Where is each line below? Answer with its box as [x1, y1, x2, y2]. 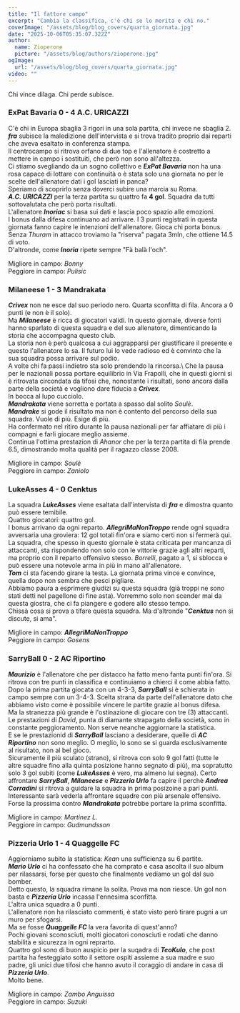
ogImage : [8, 57, 34, 64]
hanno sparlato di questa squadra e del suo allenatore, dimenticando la [8, 324, 217, 332]
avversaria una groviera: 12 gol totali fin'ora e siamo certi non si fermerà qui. [8, 531, 232, 539]
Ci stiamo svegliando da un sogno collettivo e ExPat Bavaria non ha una [8, 161, 221, 170]
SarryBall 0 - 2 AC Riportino [8, 654, 106, 664]
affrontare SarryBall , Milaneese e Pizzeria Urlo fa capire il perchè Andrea [8, 776, 229, 784]
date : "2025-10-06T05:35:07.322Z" [8, 30, 111, 38]
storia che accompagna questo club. [8, 331, 116, 340]
